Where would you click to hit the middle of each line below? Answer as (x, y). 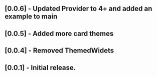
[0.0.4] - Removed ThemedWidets (59, 51)
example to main (31, 17)
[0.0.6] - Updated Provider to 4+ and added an (78, 9)
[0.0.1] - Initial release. (40, 67)
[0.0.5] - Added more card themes (59, 33)
